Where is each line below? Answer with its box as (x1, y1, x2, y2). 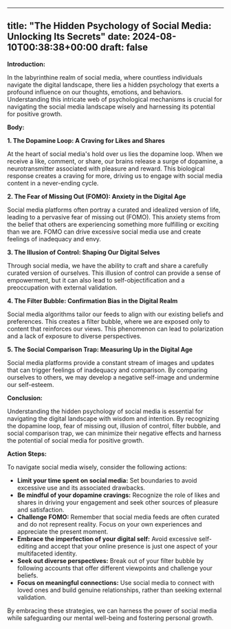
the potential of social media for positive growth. (7, 436, 144, 444)
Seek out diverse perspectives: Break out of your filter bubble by (16, 556, 204, 564)
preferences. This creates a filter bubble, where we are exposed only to (7, 317, 210, 325)
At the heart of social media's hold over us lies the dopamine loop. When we (7, 149, 223, 158)
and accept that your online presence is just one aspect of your (38, 542, 218, 550)
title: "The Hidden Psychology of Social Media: (7, 20, 212, 32)
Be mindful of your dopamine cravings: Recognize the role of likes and (16, 491, 220, 499)
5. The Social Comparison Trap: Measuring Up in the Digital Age (7, 345, 193, 353)
